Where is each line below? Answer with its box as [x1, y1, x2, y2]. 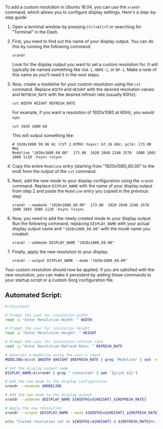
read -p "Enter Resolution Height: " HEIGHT [5, 330, 97, 336]
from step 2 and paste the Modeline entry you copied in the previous [12, 188, 148, 194]
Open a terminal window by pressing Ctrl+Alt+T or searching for [12, 24, 142, 30]
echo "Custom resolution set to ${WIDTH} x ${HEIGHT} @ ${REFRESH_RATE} [5, 419, 151, 424]
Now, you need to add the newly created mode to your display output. [12, 216, 152, 221]
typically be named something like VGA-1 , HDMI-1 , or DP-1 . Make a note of [12, 67, 157, 72]
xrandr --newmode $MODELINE [5, 384, 62, 389]
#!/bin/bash [5, 304, 29, 309]
